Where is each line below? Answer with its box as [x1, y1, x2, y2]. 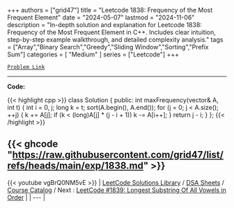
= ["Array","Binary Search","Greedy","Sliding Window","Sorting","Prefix [7, 43, 209, 51]
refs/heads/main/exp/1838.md [7, 160, 144, 172]
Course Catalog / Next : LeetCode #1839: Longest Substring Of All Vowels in [7, 186, 226, 194]
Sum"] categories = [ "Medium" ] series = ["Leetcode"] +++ [7, 50, 180, 58]
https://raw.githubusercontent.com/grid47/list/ [12, 149, 224, 161]
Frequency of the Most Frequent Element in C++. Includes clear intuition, [7, 28, 216, 36]
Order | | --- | [7, 193, 45, 201]
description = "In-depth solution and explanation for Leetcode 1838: [7, 21, 202, 29]
